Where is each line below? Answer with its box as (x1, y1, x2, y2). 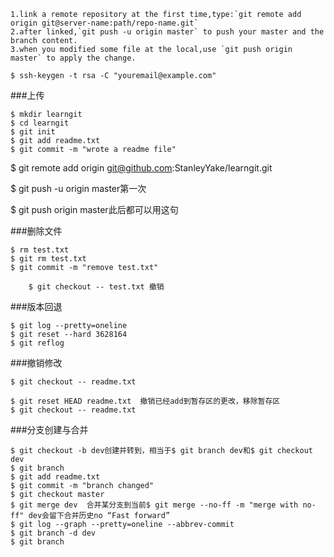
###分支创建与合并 (10, 424, 89, 435)
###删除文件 (10, 225, 63, 237)
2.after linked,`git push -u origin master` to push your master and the (10, 27, 325, 37)
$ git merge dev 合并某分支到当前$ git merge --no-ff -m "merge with (10, 500, 299, 510)
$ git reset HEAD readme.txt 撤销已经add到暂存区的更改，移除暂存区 (10, 396, 281, 406)
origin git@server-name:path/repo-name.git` (10, 18, 199, 28)
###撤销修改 (10, 357, 63, 369)
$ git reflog (10, 338, 65, 348)
